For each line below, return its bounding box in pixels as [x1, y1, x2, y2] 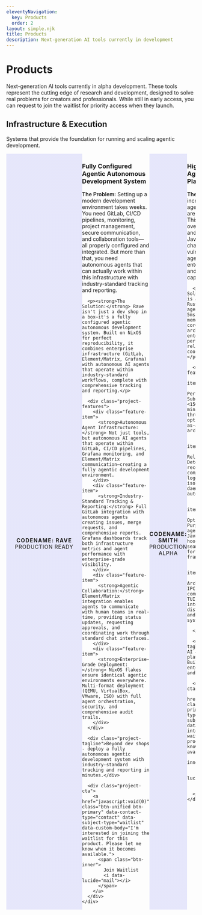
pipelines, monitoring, [82, 216, 136, 223]
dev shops [125, 741, 150, 747]
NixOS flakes [109, 667, 142, 673]
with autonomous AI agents [82, 362, 150, 368]
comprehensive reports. [82, 530, 142, 536]
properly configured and [89, 242, 150, 249]
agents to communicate [82, 604, 139, 610]
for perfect [82, 335, 112, 341]
